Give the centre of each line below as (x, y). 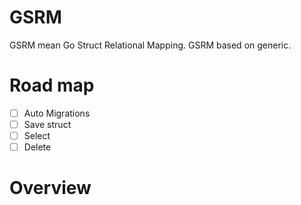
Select (37, 135)
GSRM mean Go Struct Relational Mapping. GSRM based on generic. (150, 45)
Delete (37, 147)
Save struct (47, 124)
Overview (50, 188)
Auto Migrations (57, 113)
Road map (52, 85)
